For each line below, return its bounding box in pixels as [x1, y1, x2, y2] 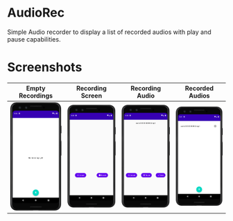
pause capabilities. [7, 35, 61, 43]
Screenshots [7, 60, 83, 76]
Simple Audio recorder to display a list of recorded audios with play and [7, 28, 212, 36]
